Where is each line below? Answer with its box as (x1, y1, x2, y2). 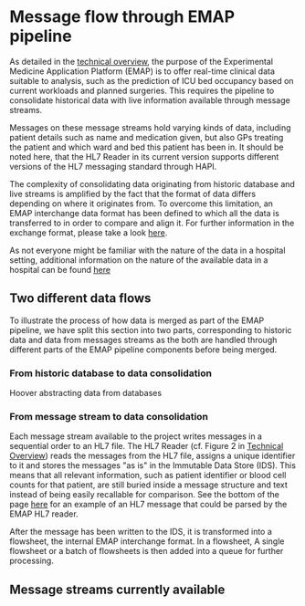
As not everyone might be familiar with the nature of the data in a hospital (9, 245, 286, 256)
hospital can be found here (9, 264, 111, 275)
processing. (9, 555, 55, 567)
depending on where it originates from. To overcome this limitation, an (9, 198, 274, 209)
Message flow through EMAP (9, 6, 236, 27)
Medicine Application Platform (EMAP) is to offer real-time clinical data (9, 66, 276, 77)
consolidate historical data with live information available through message (9, 94, 290, 106)
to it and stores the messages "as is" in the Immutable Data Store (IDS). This (9, 460, 297, 471)
